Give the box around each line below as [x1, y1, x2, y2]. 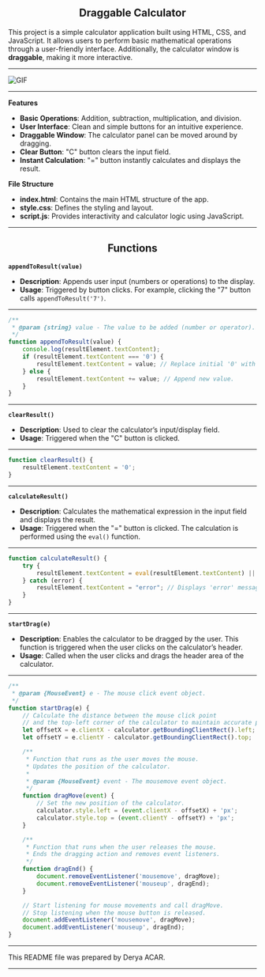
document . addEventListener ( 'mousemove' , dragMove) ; [22, 916, 196, 924]
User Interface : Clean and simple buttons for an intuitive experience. [19, 122, 244, 131]
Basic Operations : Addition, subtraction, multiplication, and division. [19, 113, 242, 123]
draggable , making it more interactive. [8, 52, 133, 62]
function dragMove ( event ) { [22, 792, 114, 800]
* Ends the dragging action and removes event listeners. [25, 850, 221, 858]
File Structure [8, 179, 54, 188]
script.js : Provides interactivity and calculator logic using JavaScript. [19, 211, 244, 221]
